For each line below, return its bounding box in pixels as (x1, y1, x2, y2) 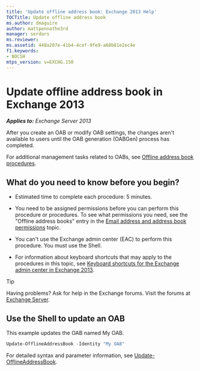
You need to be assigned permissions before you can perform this (14, 205, 179, 212)
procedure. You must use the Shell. (14, 242, 102, 249)
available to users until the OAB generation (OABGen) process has (6, 136, 170, 143)
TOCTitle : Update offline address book (6, 14, 106, 20)
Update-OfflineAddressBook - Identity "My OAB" (6, 341, 125, 347)
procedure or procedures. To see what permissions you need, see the (14, 211, 188, 219)
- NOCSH (6, 53, 26, 59)
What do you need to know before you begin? (6, 177, 180, 187)
